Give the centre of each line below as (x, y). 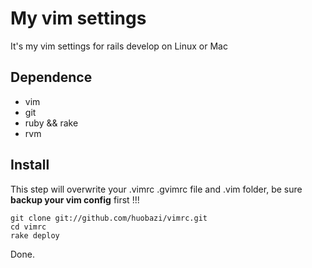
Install (30, 165)
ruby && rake (51, 123)
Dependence (51, 77)
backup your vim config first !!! (75, 199)
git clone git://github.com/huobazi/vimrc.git (109, 218)
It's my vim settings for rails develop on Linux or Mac (119, 46)
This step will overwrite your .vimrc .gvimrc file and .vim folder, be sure (156, 189)
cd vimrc (28, 227)
